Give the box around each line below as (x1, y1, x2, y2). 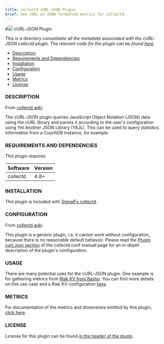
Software (7, 165, 29, 172)
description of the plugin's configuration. (5, 247, 88, 253)
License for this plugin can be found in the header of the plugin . (5, 333, 134, 339)
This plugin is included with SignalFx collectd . (5, 199, 98, 205)
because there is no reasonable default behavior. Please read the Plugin (5, 237, 151, 243)
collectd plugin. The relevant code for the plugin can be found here (18, 40, 154, 47)
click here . (5, 310, 27, 316)
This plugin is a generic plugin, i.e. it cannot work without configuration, (5, 231, 150, 238)
